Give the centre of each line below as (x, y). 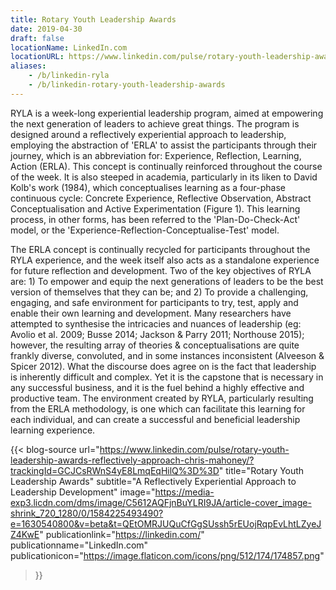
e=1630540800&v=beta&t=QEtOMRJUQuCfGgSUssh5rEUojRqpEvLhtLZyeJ (166, 523)
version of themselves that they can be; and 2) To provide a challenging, (159, 292)
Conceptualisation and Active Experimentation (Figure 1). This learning (155, 208)
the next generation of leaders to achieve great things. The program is (155, 123)
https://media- (184, 492)
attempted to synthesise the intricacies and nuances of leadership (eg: (156, 323)
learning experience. (53, 430)
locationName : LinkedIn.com (69, 47)
